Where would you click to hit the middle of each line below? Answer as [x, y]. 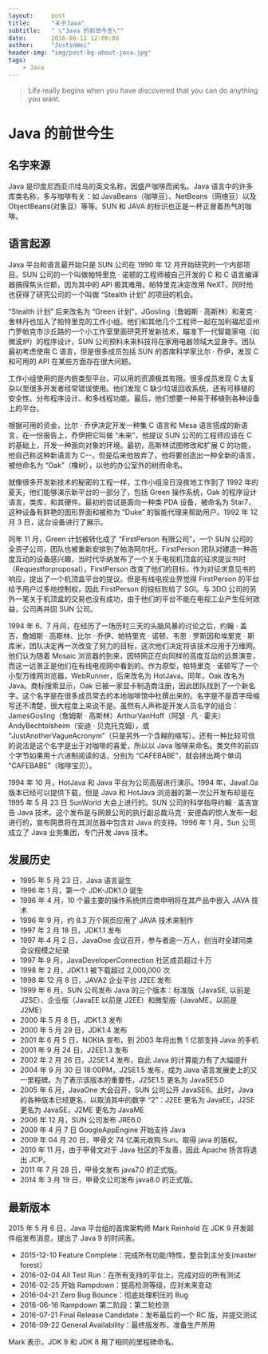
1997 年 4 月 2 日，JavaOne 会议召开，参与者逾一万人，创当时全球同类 [136, 940]
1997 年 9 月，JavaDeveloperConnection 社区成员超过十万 [116, 960]
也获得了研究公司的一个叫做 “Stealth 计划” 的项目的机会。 [103, 294]
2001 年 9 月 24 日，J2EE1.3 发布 [74, 1050]
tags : [17, 61]
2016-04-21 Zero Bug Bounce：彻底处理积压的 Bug [104, 1295]
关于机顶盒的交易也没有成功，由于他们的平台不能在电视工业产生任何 [141, 599]
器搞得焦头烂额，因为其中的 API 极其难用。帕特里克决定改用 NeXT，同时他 [131, 284]
